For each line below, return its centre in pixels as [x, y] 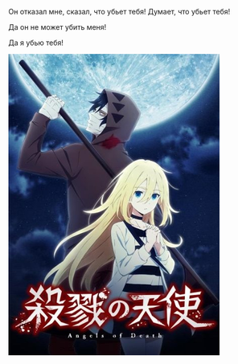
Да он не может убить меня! [57, 27]
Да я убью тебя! [36, 43]
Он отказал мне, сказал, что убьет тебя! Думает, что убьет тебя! [119, 12]
